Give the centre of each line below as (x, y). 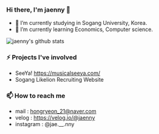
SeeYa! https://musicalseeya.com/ (58, 73)
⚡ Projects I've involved (42, 57)
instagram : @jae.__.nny (45, 124)
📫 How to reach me (36, 96)
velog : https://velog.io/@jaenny (55, 118)
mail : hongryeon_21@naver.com (56, 111)
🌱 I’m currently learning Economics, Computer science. (84, 29)
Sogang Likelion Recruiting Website (59, 79)
